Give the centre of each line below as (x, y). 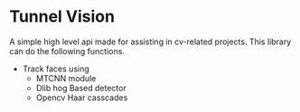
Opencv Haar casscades (82, 98)
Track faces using (56, 69)
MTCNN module (66, 78)
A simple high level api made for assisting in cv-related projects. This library (150, 42)
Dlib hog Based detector (81, 88)
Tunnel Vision (62, 17)
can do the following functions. (67, 51)
